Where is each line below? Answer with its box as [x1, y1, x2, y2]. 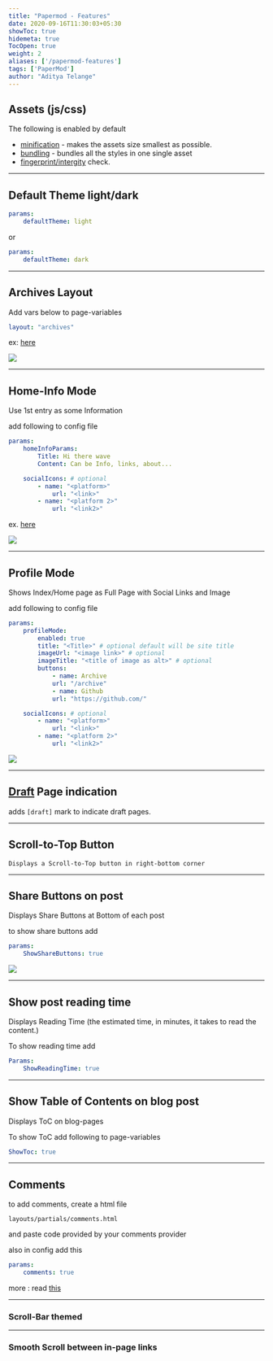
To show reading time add [8, 1040, 96, 1050]
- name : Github [51, 687, 104, 696]
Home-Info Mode [8, 384, 97, 398]
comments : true [23, 1268, 75, 1277]
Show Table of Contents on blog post [8, 1095, 199, 1109]
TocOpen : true [8, 42, 57, 50]
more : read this [8, 1283, 62, 1293]
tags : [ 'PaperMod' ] [8, 65, 75, 73]
